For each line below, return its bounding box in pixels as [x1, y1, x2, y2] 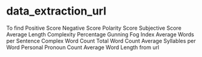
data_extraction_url [6, 4, 107, 18]
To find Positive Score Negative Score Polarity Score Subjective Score [6, 24, 182, 32]
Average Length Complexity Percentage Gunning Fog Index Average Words [6, 30, 194, 38]
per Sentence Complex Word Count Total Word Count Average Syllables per [6, 37, 196, 44]
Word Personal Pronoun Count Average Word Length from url [6, 44, 160, 51]
